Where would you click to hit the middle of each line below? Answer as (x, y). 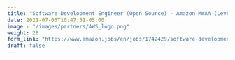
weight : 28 (23, 33)
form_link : (23, 39)
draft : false (26, 46)
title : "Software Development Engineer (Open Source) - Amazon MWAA (109, 13)
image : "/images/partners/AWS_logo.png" (69, 26)
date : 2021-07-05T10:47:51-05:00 (56, 20)
